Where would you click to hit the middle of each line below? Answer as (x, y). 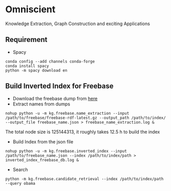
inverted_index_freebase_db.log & (42, 160)
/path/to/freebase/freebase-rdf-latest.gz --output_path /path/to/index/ (86, 118)
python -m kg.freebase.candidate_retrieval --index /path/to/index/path (84, 179)
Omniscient (30, 9)
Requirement (26, 40)
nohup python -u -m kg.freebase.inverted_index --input (66, 151)
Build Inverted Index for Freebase (59, 86)
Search (20, 169)
